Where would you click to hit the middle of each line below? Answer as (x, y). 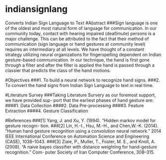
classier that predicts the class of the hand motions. (58, 70)
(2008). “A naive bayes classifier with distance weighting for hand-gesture (81, 147)
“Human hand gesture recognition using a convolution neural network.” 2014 (83, 131)
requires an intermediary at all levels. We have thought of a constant (75, 49)
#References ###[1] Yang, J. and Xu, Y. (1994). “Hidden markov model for (81, 120)
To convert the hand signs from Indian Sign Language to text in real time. (79, 85)
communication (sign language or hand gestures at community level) (75, 44)
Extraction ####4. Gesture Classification (47, 111)
